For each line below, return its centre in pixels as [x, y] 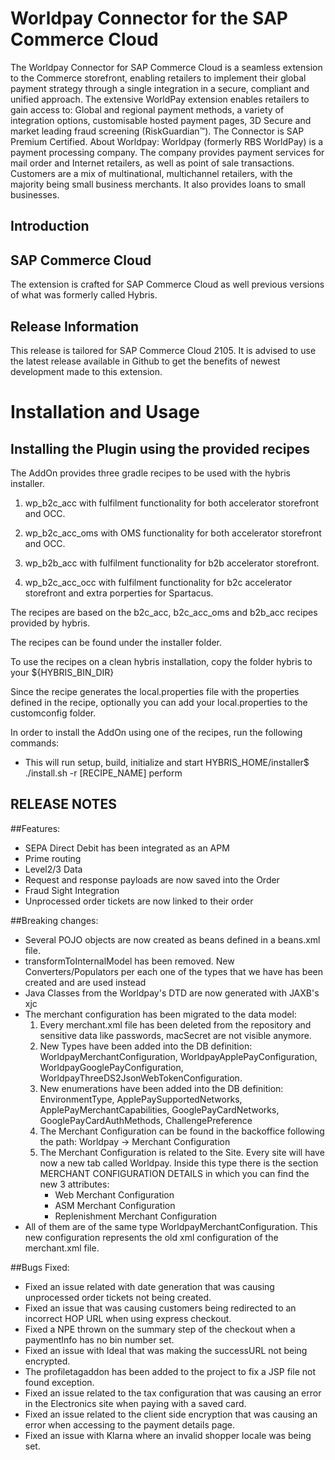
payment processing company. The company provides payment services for [167, 152]
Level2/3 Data [53, 869]
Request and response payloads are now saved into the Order [152, 879]
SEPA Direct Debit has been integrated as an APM [127, 848]
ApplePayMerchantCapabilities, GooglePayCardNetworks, [159, 1109]
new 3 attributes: [74, 1184]
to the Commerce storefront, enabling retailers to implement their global [158, 78]
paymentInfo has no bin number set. [99, 1339]
